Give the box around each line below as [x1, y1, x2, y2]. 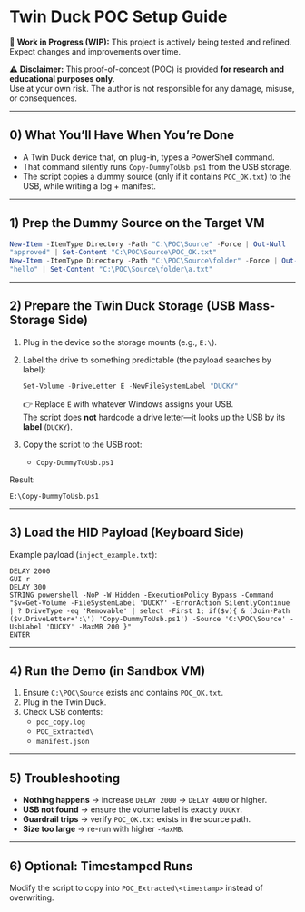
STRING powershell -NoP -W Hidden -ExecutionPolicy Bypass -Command [9, 590, 274, 600]
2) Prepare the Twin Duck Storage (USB [9, 298, 236, 314]
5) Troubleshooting [9, 770, 121, 786]
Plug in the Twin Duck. [22, 697, 107, 708]
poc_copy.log [35, 718, 86, 728]
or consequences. [9, 93, 77, 104]
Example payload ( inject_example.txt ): [9, 549, 157, 560]
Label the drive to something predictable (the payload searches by [22, 354, 272, 365]
